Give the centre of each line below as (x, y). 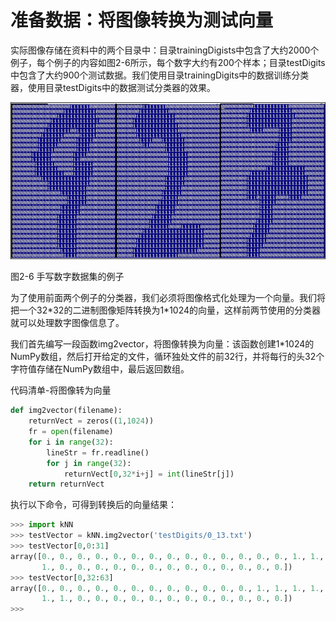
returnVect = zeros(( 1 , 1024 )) (91, 421)
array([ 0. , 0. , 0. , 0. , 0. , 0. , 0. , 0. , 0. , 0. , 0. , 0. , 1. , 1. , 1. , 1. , (167, 588)
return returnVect (66, 484)
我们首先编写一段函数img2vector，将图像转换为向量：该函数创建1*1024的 (162, 344)
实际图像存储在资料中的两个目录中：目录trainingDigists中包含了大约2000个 (165, 50)
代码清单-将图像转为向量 (61, 390)
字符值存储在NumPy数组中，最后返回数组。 (100, 369)
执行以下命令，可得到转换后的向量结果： (93, 505)
